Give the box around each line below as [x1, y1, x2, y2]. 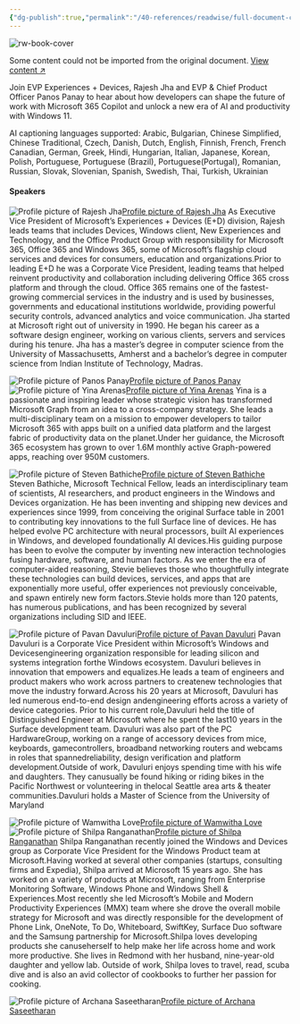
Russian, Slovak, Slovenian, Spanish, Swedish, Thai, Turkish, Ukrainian [9, 165, 269, 176]
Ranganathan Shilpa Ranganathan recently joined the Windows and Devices [9, 835, 288, 846]
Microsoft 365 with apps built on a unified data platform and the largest [9, 422, 271, 434]
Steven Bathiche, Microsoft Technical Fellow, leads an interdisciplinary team [9, 478, 288, 488]
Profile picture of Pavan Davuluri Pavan [137, 628, 281, 639]
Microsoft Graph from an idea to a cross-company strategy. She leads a [9, 403, 274, 414]
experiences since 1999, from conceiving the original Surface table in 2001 [9, 506, 284, 517]
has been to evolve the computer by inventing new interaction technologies [9, 545, 287, 555]
